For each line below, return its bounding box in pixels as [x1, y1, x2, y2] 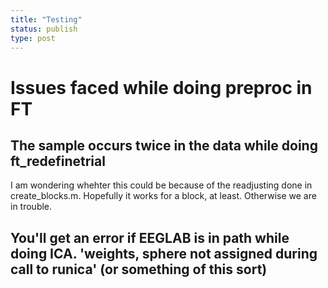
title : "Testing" [10, 14, 83, 25]
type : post [10, 33, 56, 43]
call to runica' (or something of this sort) [10, 261, 268, 278]
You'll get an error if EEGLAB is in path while [10, 229, 290, 246]
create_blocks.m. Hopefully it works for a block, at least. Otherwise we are [10, 190, 317, 202]
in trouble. [10, 201, 53, 213]
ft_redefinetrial [10, 152, 106, 170]
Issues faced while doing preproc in [10, 76, 313, 99]
